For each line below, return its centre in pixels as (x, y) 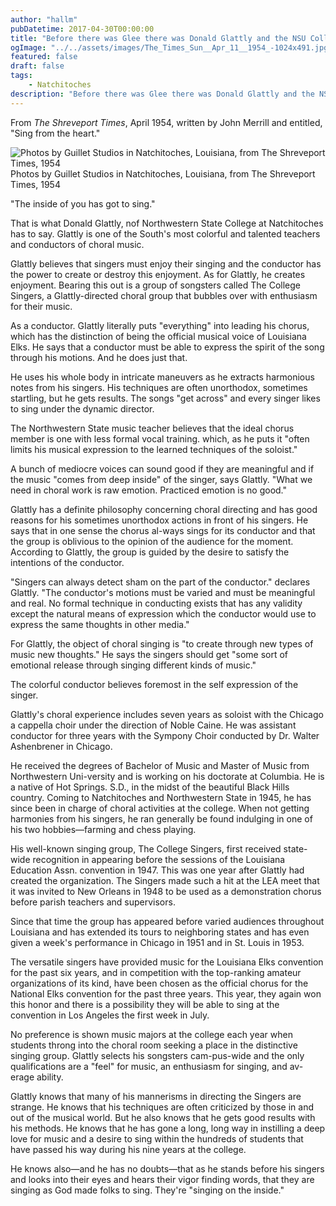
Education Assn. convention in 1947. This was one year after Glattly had (157, 870)
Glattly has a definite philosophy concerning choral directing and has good (164, 509)
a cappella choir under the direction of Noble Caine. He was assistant (153, 725)
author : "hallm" (44, 19)
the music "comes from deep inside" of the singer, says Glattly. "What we (161, 479)
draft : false (37, 66)
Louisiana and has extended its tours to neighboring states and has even (160, 932)
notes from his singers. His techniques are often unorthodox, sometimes (159, 387)
